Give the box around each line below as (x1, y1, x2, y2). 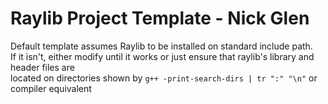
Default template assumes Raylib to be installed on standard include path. (10, 40, 313, 52)
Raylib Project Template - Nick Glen (10, 7, 310, 30)
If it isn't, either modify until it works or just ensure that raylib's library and (10, 50, 315, 62)
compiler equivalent (10, 82, 92, 94)
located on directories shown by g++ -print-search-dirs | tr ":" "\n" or (10, 72, 318, 84)
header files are (10, 61, 75, 73)
